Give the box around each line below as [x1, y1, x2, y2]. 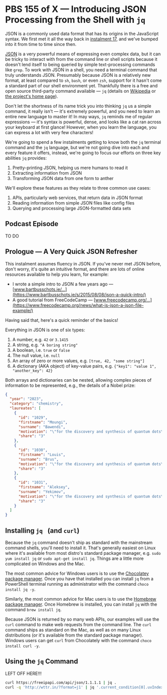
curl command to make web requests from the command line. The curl [5, 622, 152, 627]
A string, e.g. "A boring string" [12, 342, 78, 348]
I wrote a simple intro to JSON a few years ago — [12, 281, 113, 287]
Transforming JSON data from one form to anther [12, 175, 114, 181]
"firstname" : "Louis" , [18, 452, 66, 457]
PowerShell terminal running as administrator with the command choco [5, 581, 149, 587]
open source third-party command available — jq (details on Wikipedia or [5, 88, 156, 94]
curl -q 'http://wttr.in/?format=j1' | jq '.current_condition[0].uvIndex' [5, 685, 166, 690]
